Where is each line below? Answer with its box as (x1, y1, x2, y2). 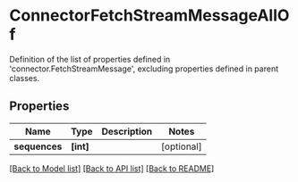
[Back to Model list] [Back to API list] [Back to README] (9, 162, 215, 174)
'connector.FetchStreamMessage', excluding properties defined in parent (9, 63, 279, 74)
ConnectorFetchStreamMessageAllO (9, 5, 290, 26)
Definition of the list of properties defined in (9, 54, 171, 64)
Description (101, 125, 153, 137)
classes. (9, 72, 40, 83)
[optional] (160, 140, 203, 153)
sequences (13, 140, 63, 153)
